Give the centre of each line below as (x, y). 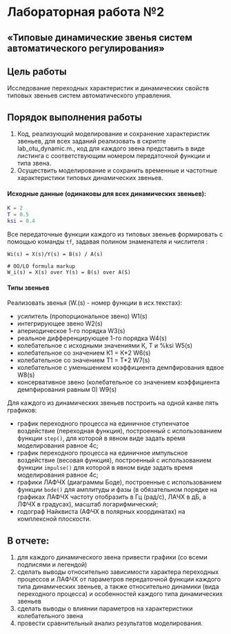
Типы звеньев (28, 288)
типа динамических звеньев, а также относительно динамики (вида (118, 586)
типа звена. (34, 164)
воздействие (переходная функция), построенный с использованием (120, 431)
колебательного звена (50, 616)
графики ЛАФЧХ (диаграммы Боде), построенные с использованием (119, 482)
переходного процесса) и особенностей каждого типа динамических (120, 594)
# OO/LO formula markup (41, 266)
